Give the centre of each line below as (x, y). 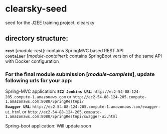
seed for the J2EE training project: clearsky (50, 23)
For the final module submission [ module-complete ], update (80, 74)
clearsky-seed (36, 9)
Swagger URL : (18, 106)
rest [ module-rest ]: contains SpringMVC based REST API (64, 50)
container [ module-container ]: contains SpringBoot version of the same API (83, 56)
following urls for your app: (39, 80)
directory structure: (37, 38)
